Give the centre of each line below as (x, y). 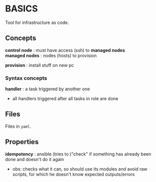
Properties (22, 142)
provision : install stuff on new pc (40, 65)
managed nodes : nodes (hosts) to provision (51, 55)
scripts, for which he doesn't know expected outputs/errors (74, 174)
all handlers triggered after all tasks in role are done (65, 99)
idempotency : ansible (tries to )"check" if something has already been (78, 154)
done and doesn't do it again (35, 159)
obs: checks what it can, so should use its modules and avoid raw (80, 169)
